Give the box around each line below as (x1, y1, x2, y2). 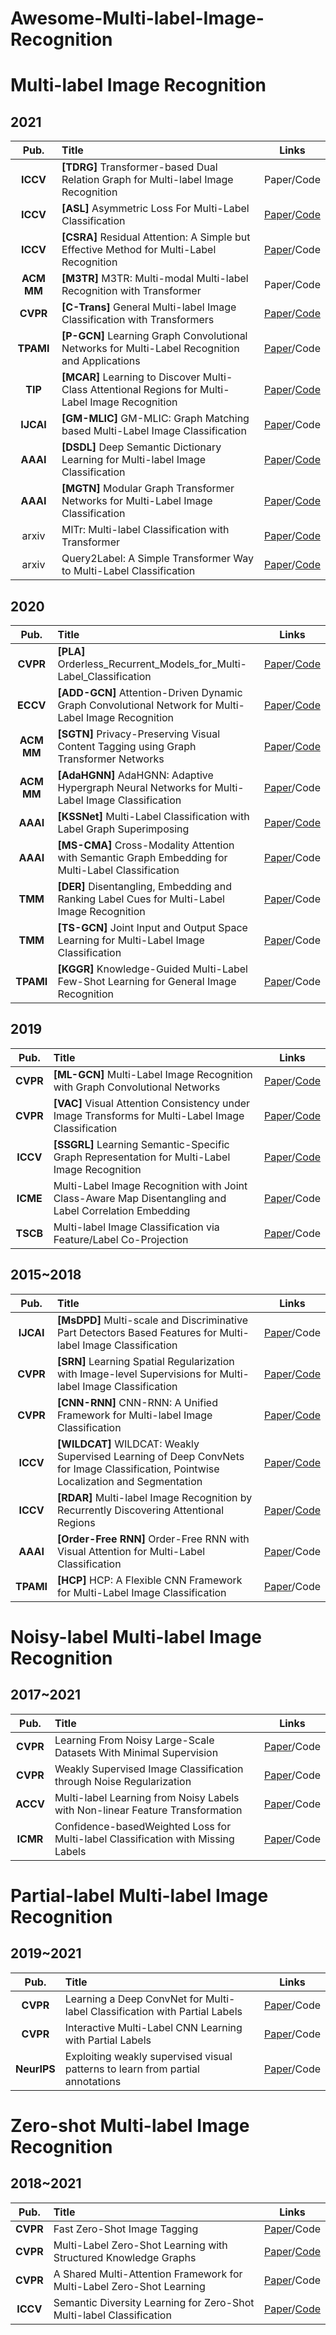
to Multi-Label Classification (61, 564, 196, 578)
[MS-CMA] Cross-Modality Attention (57, 838, 235, 852)
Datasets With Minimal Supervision (54, 1745, 219, 1759)
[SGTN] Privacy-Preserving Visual (57, 727, 221, 741)
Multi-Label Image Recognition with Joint (53, 1178, 248, 1192)
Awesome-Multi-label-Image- (10, 7, 265, 30)
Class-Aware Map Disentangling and (53, 1191, 227, 1205)
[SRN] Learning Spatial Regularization (57, 1354, 235, 1368)
